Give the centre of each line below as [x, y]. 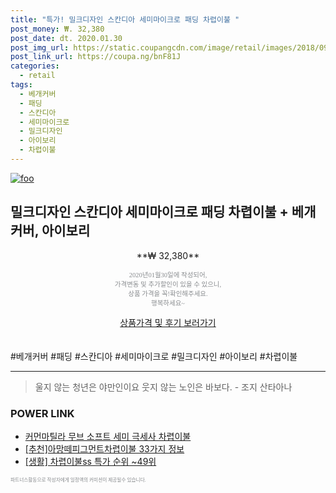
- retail [37, 76]
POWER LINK [42, 413]
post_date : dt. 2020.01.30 [66, 38]
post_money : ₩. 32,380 [57, 29]
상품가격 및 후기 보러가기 [168, 322]
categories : [35, 66]
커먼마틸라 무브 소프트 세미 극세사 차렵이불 [108, 436]
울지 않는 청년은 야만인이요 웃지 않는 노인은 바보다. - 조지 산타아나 [163, 387]
